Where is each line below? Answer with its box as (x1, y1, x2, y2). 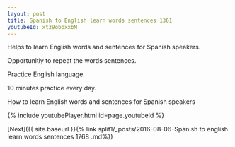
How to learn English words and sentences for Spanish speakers (7, 98, 196, 106)
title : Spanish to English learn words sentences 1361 (7, 17, 173, 24)
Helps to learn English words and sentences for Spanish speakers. (7, 43, 201, 52)
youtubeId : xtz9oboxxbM (7, 23, 78, 30)
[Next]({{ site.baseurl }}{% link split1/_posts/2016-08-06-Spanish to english (7, 125, 229, 134)
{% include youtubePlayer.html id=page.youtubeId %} (7, 111, 165, 120)
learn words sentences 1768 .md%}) (7, 132, 113, 141)
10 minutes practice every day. (7, 84, 97, 93)
